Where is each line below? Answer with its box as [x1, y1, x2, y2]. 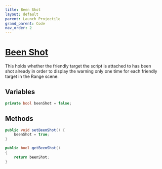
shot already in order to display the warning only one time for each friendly [5, 68, 158, 74]
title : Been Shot [5, 7, 41, 12]
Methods [5, 114, 34, 123]
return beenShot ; [14, 155, 50, 160]
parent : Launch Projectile [5, 16, 61, 21]
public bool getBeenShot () [5, 146, 61, 151]
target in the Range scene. [5, 73, 59, 79]
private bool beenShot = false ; [5, 101, 72, 106]
